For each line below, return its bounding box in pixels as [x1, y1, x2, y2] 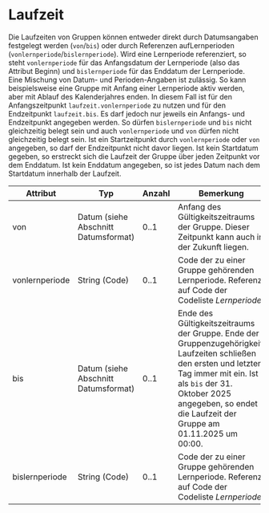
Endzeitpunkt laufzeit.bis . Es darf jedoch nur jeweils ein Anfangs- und [8, 108, 246, 118]
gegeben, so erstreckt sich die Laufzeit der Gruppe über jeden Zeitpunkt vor [8, 151, 260, 161]
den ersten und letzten [177, 357, 263, 368]
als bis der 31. [177, 377, 233, 389]
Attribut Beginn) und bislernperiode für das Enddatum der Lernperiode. [8, 66, 246, 75]
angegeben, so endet [177, 397, 259, 409]
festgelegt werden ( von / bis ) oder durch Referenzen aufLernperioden [8, 40, 235, 50]
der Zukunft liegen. [177, 241, 250, 252]
